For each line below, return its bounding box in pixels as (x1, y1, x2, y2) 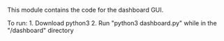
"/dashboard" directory (7, 27, 75, 34)
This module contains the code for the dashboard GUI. (7, 6, 164, 14)
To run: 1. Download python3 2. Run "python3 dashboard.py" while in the (7, 19, 218, 27)
